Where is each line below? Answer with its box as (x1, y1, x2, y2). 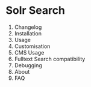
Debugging (14, 61, 43, 69)
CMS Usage (14, 49, 45, 56)
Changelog (14, 23, 42, 31)
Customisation (14, 43, 51, 50)
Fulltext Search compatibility (14, 55, 86, 62)
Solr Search (5, 4, 66, 17)
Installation (14, 29, 42, 37)
